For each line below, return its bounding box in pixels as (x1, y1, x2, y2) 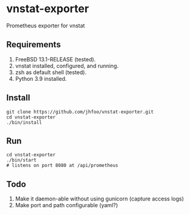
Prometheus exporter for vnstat (6, 22, 85, 29)
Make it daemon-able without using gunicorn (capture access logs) (15, 195, 185, 202)
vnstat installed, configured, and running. (15, 62, 119, 69)
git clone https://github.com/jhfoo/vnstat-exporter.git (6, 109, 154, 115)
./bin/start (6, 157, 37, 163)
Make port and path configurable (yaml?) (15, 202, 118, 209)
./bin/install (6, 119, 43, 126)
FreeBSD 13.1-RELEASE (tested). (15, 55, 96, 63)
